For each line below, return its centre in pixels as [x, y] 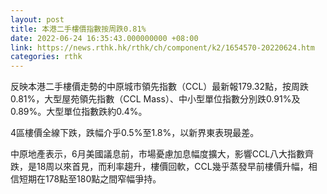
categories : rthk [46, 57]
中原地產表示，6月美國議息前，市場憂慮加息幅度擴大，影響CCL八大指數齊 [162, 154]
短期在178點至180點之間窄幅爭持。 [90, 179]
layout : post [37, 19]
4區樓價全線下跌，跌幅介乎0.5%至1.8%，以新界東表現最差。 [135, 133]
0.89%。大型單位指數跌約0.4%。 [79, 112]
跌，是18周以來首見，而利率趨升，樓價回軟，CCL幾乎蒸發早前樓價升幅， [159, 167]
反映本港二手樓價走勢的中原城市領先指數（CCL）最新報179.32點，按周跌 [160, 87]
